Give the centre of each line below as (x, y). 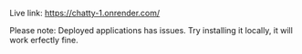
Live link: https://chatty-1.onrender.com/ (85, 13)
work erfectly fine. (44, 40)
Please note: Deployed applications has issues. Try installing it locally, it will (151, 30)
